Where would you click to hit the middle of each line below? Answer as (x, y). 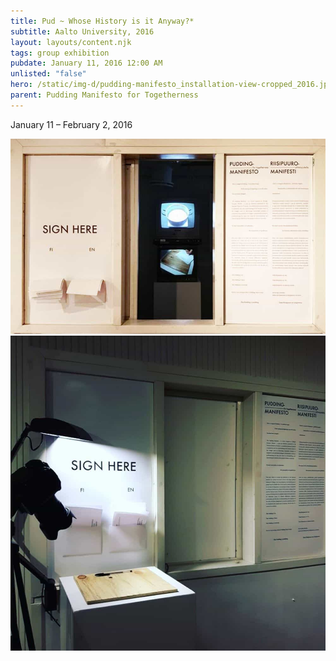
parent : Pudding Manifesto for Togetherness (104, 95)
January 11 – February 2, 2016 (71, 124)
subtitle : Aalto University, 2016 (82, 31)
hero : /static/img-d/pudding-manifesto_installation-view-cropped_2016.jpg (171, 85)
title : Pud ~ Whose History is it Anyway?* (102, 21)
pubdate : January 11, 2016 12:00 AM (86, 63)
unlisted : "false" (48, 74)
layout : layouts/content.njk (71, 42)
